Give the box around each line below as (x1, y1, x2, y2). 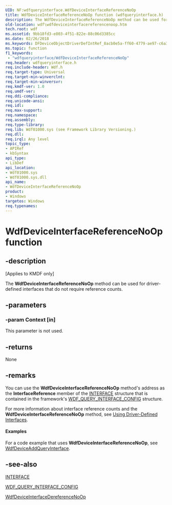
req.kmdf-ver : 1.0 (5, 84, 45, 89)
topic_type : (5, 141, 31, 146)
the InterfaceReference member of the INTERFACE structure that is (5, 390, 148, 396)
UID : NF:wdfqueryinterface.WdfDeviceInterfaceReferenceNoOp (5, 7, 137, 13)
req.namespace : (5, 113, 38, 118)
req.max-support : (5, 108, 42, 113)
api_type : (5, 156, 27, 161)
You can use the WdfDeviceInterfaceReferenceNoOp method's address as (5, 385, 165, 391)
